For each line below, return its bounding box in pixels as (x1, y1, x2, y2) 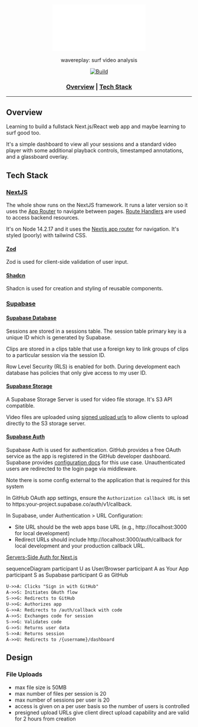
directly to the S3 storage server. (6, 420, 86, 427)
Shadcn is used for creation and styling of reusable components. (6, 285, 164, 292)
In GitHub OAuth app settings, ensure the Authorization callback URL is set (6, 494, 190, 501)
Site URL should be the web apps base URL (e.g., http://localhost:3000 (14, 523, 187, 530)
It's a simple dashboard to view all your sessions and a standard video (6, 140, 177, 148)
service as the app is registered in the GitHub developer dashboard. (6, 453, 171, 460)
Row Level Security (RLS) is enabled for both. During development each (6, 363, 181, 370)
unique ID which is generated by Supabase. (6, 333, 112, 340)
